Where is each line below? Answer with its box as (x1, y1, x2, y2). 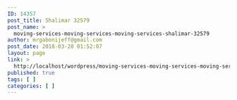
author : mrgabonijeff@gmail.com (7, 37, 102, 44)
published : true (7, 69, 55, 76)
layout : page (7, 50, 46, 57)
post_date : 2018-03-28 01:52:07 (7, 43, 102, 50)
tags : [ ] (7, 75, 37, 83)
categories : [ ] (7, 82, 55, 89)
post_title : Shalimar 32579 (7, 17, 90, 24)
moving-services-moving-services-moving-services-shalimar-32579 (13, 30, 210, 37)
